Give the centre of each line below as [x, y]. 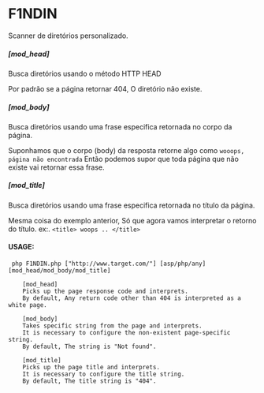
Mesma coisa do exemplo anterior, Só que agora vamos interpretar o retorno [132, 220]
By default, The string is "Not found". [89, 347]
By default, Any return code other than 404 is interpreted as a [132, 298]
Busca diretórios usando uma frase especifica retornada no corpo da [120, 126]
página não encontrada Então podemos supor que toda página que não [123, 159]
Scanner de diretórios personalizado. [68, 36]
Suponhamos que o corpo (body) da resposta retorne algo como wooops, [126, 150]
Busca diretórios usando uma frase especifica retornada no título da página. [132, 205]
